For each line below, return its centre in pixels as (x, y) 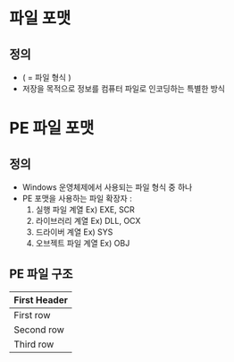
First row (32, 315)
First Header (41, 299)
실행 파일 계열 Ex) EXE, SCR (85, 210)
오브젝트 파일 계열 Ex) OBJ (83, 243)
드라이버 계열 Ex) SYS (74, 232)
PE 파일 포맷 (52, 129)
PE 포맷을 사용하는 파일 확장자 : (77, 198)
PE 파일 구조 (41, 274)
